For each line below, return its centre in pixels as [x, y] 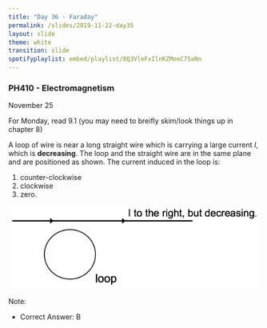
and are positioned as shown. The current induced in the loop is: [114, 162]
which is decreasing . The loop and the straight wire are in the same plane [130, 154]
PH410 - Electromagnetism [61, 88]
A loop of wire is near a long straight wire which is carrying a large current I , [133, 145]
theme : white [30, 42]
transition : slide [39, 51]
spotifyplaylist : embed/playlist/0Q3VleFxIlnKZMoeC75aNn [105, 59]
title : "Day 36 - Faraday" [53, 17]
